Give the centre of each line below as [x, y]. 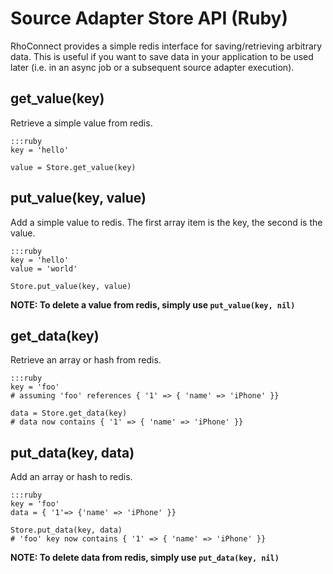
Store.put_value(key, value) [71, 286]
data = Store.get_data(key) [69, 413]
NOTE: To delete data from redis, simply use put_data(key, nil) [145, 558]
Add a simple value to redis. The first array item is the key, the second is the [166, 222]
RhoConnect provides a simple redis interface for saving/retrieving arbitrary [166, 46]
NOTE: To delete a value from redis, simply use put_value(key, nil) [153, 304]
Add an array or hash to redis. [71, 477]
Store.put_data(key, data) [66, 530]
